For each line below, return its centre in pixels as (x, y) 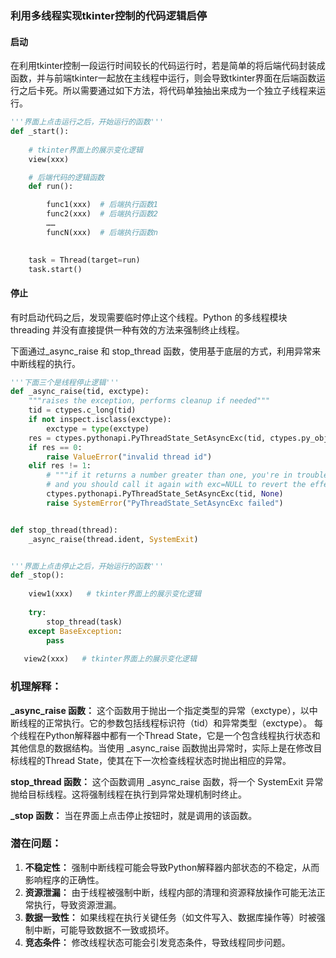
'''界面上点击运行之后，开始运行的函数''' (87, 122)
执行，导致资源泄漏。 (77, 904)
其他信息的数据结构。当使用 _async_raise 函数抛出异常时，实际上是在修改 (162, 748)
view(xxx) (49, 159)
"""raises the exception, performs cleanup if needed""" (149, 401)
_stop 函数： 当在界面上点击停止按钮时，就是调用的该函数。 (134, 815)
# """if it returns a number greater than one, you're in (169, 475)
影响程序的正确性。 (64, 879)
